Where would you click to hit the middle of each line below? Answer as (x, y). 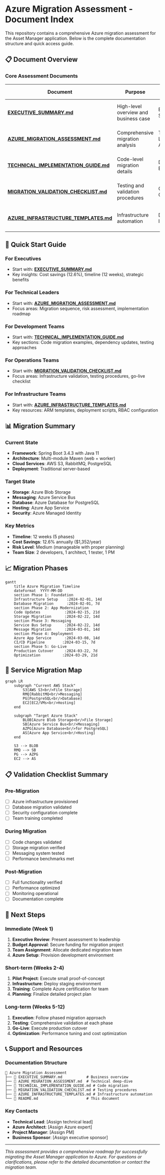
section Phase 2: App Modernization (52, 608)
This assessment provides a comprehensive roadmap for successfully (76, 1151)
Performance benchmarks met (43, 859)
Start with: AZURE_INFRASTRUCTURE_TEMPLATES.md (69, 405)
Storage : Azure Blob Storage (41, 492)
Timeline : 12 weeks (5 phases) (43, 536)
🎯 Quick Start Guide (36, 245)
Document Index (40, 19)
